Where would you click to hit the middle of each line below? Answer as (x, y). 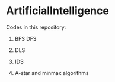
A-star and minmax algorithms (52, 73)
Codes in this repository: (36, 27)
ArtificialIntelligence (58, 11)
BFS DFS (25, 38)
